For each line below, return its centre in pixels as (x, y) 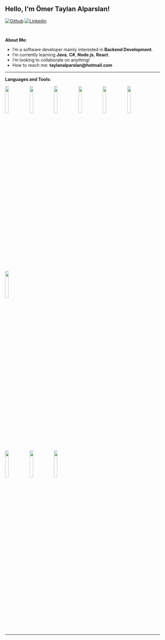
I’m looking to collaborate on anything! (51, 60)
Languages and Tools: (28, 79)
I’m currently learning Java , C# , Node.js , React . (61, 55)
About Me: (16, 40)
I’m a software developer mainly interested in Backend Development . (82, 49)
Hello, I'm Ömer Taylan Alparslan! (57, 9)
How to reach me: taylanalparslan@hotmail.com (62, 65)
